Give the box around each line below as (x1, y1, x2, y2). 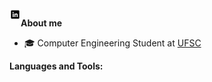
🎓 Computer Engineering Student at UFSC (23, 37, 202, 49)
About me (20, 17, 63, 29)
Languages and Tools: (9, 60, 104, 72)
